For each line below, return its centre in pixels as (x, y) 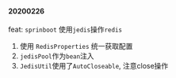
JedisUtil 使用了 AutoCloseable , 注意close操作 (94, 66)
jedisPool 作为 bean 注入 (57, 56)
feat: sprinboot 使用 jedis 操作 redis (65, 30)
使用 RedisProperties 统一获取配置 (76, 46)
